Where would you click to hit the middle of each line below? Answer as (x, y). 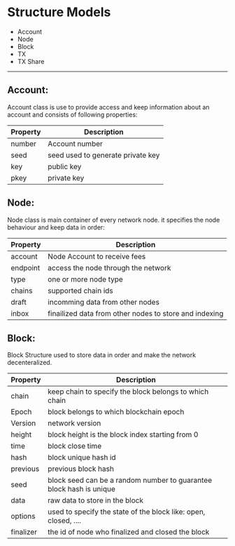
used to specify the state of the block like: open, (127, 512)
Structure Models (59, 12)
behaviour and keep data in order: (56, 227)
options (23, 517)
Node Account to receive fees (97, 256)
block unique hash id (82, 458)
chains (22, 291)
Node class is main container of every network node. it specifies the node (114, 220)
